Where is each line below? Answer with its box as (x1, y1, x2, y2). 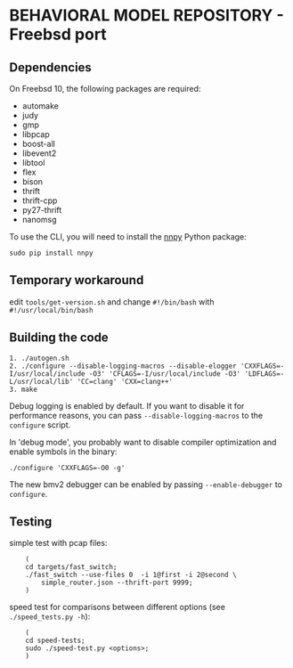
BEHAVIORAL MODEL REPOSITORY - (9, 5, 285, 26)
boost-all (21, 139, 55, 149)
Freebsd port (9, 24, 107, 45)
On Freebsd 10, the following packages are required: (9, 84, 201, 94)
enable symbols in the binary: (9, 446, 118, 457)
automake (21, 101, 60, 111)
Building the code (9, 330, 109, 346)
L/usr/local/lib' (9, 377, 74, 386)
